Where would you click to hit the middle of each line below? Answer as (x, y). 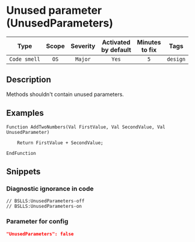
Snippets (23, 171)
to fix (149, 50)
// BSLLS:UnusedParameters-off (45, 201)
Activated (116, 42)
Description (29, 80)
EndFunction (21, 153)
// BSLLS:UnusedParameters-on (44, 207)
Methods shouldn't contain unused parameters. (65, 94)
